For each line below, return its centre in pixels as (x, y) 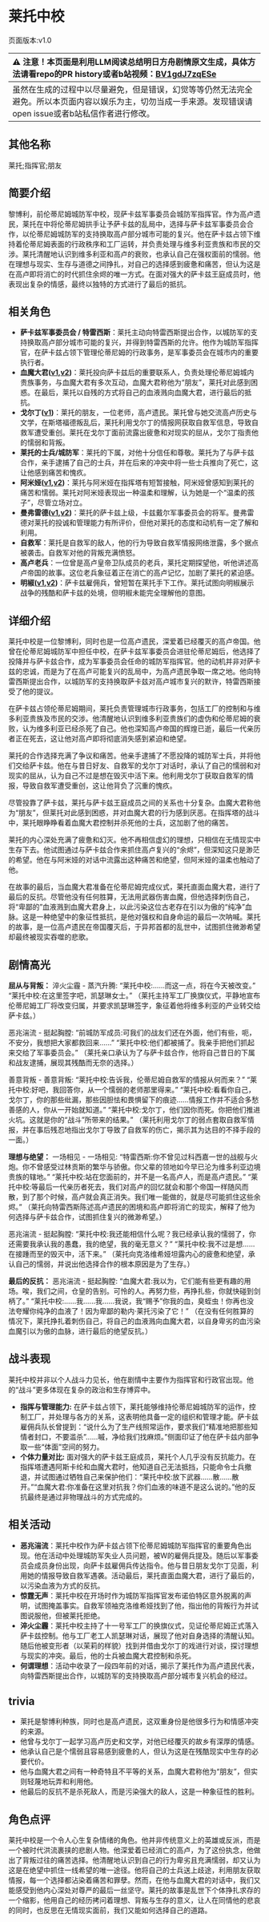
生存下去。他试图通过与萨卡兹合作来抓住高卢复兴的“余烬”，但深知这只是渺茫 (134, 850)
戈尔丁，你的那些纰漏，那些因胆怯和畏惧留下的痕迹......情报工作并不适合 (127, 1100)
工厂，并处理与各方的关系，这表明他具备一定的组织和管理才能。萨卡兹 (143, 1416)
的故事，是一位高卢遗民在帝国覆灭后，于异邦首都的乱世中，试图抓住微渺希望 (134, 927)
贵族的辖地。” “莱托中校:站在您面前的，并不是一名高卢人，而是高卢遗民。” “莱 (133, 1177)
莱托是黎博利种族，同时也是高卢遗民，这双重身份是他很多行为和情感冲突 (139, 1722)
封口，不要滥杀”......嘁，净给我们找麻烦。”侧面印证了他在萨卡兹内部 (143, 1436)
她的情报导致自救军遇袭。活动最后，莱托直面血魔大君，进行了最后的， (143, 1575)
